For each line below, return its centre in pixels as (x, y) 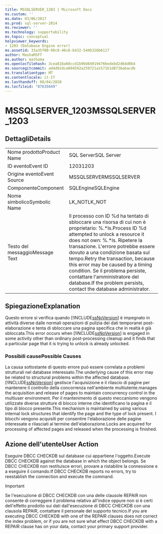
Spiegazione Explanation (43, 306)
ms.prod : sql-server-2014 (31, 23)
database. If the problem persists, (106, 283)
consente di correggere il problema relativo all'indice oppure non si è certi (79, 501)
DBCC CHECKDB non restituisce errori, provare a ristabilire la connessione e (81, 466)
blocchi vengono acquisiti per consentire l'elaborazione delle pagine (73, 419)
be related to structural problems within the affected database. (67, 377)
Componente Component (36, 188)
